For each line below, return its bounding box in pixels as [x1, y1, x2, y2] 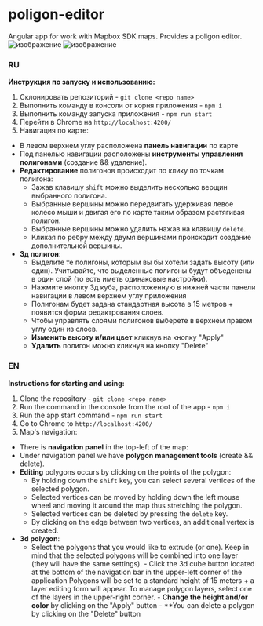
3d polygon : [19, 533, 60, 543]
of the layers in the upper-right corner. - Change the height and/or [31, 592, 249, 602]
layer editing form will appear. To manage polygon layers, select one [31, 584, 253, 593]
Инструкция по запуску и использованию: [8, 77, 155, 87]
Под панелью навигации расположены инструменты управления [19, 149, 243, 158]
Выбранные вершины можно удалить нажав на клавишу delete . [31, 224, 247, 234]
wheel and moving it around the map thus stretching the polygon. [31, 500, 243, 510]
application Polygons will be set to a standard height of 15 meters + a [31, 575, 255, 585]
